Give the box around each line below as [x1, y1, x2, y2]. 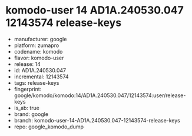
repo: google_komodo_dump [14, 123, 84, 130]
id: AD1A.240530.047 [14, 67, 66, 74]
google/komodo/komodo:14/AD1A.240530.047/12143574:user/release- [14, 92, 186, 99]
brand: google [14, 110, 48, 118]
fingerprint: [14, 85, 42, 92]
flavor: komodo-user [14, 54, 64, 61]
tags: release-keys [14, 79, 59, 86]
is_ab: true [14, 104, 39, 111]
